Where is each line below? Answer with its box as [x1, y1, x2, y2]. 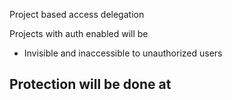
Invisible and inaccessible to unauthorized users [23, 47, 223, 59]
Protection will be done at [9, 76, 172, 93]
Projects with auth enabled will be [9, 28, 149, 39]
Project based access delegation [9, 9, 145, 20]
